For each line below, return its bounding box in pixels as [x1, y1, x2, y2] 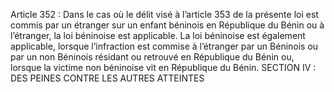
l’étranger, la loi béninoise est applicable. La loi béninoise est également [10, 30, 306, 41]
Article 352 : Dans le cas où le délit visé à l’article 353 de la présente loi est [10, 9, 319, 20]
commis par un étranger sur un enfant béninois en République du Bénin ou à [10, 19, 325, 31]
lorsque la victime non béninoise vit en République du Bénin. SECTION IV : [10, 62, 317, 73]
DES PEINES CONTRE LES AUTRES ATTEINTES [10, 72, 205, 84]
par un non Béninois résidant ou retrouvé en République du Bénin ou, [10, 51, 295, 63]
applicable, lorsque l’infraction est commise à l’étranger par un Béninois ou [10, 40, 319, 52]
